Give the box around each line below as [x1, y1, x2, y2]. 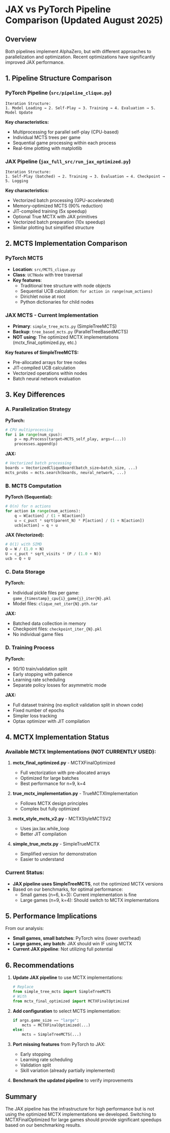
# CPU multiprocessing [5, 427, 53, 433]
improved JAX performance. [5, 59, 65, 65]
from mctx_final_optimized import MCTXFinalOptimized [12, 999, 129, 1004]
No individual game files [12, 631, 64, 638]
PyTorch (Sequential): [5, 494, 52, 500]
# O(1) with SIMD [5, 542, 42, 547]
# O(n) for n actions [5, 504, 51, 509]
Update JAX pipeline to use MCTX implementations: [12, 975, 123, 981]
